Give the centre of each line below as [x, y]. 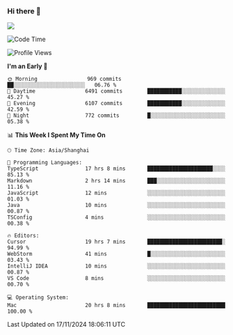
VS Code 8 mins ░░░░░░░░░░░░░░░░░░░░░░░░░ [116, 279]
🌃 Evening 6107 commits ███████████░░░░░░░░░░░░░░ [116, 104]
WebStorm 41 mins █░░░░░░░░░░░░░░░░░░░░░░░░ [116, 254]
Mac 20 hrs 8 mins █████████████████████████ [116, 306]
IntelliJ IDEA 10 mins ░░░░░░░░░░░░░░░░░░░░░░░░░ [116, 266]
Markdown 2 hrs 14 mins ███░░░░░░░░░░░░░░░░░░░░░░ [116, 181]
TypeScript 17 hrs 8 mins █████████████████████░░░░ [116, 169]
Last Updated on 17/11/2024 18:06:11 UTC [66, 325]
